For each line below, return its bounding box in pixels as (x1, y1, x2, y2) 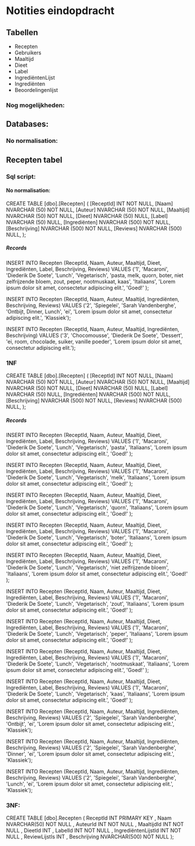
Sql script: (6, 172, 36, 180)
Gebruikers (14, 49, 42, 56)
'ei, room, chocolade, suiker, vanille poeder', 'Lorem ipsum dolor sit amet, (6, 338, 182, 345)
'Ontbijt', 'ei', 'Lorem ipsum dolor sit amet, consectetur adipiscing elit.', (6, 720, 175, 727)
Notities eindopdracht (6, 4, 115, 18)
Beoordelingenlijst (14, 87, 58, 93)
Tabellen (6, 28, 39, 37)
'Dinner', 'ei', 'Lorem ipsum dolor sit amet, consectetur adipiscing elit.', (6, 750, 175, 757)
